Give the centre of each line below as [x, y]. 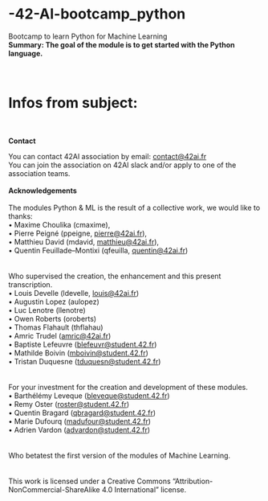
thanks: [21, 216]
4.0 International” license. [144, 489]
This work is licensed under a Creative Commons [89, 481]
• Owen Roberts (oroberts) [53, 318]
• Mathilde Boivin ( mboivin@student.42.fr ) [78, 353]
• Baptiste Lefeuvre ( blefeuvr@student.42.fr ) [83, 344]
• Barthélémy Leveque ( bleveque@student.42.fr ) [89, 396]
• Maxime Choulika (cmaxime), [59, 224]
